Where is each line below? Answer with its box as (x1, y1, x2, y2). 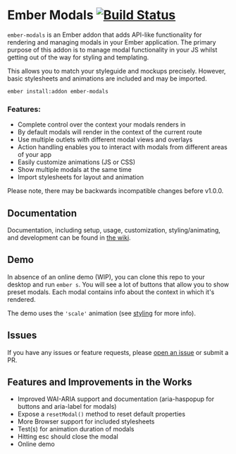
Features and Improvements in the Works (7, 376, 192, 388)
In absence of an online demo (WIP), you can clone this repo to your (7, 272, 206, 281)
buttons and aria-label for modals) (17, 402, 117, 411)
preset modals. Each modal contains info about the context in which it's (7, 287, 215, 296)
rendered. (7, 295, 37, 303)
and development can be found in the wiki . (7, 233, 132, 242)
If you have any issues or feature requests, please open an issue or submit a (7, 348, 229, 356)
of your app (17, 151, 51, 159)
